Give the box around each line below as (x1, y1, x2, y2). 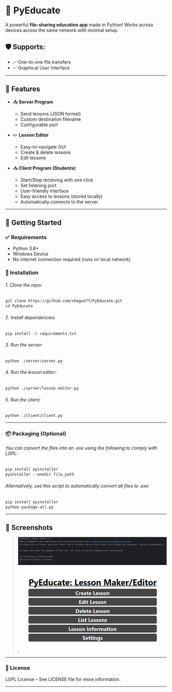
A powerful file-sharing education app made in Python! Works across (5, 22, 154, 28)
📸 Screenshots (5, 523, 53, 532)
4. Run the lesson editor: (5, 369, 57, 375)
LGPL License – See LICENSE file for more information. (5, 676, 121, 682)
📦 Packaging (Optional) (5, 430, 67, 438)
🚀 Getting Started (5, 218, 62, 227)
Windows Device (12, 251, 49, 257)
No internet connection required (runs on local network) (12, 257, 131, 263)
